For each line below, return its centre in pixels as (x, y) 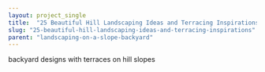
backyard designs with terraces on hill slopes (82, 59)
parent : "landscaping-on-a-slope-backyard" (81, 37)
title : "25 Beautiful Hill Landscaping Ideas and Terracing (111, 23)
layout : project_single (47, 15)
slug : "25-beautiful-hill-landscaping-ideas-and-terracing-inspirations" (132, 30)
